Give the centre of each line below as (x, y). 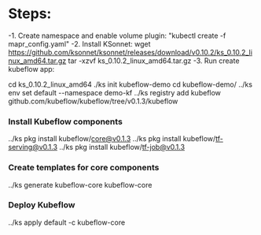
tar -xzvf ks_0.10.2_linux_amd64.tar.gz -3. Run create (154, 61)
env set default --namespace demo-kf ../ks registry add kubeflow (115, 92)
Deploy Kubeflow (42, 205)
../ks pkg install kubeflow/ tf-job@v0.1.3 (122, 147)
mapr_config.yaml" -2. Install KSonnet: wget (79, 43)
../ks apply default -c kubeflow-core (67, 222)
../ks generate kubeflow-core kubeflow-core (80, 185)
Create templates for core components (84, 168)
